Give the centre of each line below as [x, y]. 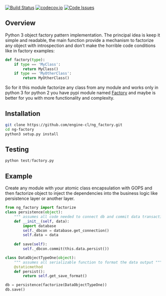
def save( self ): [31, 244]
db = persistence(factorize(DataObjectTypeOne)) [56, 285]
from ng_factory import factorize [41, 208]
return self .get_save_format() [55, 276]
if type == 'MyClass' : [37, 64]
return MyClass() [41, 69]
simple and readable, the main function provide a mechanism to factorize [80, 40]
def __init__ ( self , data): [42, 221]
